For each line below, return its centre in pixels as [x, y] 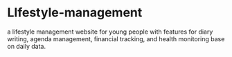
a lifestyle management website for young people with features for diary [110, 32]
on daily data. [27, 46]
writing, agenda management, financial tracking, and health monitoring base [116, 38]
